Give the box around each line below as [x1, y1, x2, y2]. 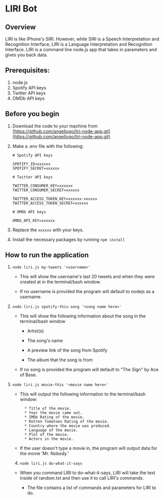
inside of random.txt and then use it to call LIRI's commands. [19, 475, 144, 481]
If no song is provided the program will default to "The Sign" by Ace [19, 367, 159, 373]
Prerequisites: [5, 66, 50, 75]
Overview [5, 23, 36, 31]
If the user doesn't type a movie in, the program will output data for [19, 445, 158, 451]
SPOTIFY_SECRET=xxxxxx [12, 166, 60, 171]
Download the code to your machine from [12, 123, 98, 129]
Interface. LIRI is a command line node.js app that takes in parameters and [5, 47, 158, 52]
